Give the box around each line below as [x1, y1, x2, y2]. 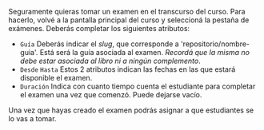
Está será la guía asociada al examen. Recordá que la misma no [39, 48, 250, 57]
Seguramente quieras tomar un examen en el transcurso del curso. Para [8, 7, 246, 16]
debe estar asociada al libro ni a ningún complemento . [19, 56, 202, 65]
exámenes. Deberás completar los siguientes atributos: [8, 24, 190, 33]
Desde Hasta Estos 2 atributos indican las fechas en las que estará [19, 65, 236, 74]
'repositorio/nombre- [180, 39, 250, 49]
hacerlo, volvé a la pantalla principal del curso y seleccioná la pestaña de [8, 15, 250, 25]
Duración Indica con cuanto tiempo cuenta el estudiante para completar [19, 81, 256, 91]
